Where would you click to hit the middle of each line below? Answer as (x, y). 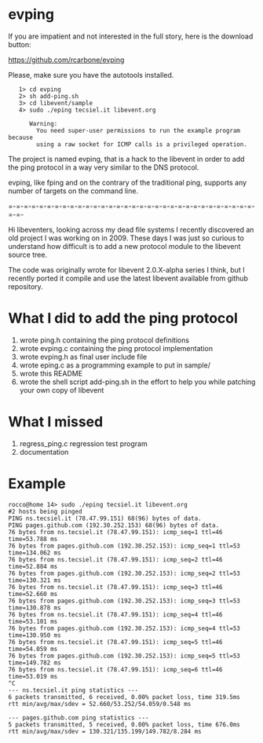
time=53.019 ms (33, 676)
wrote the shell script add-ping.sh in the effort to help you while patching (137, 382)
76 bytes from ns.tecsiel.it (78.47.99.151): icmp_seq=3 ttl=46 (115, 587)
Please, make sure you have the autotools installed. (91, 75)
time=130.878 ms (35, 608)
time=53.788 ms (33, 539)
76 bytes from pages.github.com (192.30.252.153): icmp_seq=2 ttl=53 (124, 573)
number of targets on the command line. (73, 191)
